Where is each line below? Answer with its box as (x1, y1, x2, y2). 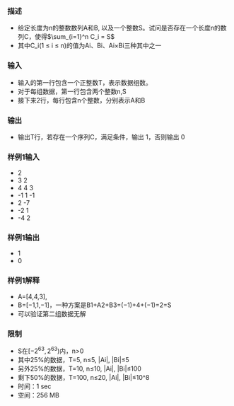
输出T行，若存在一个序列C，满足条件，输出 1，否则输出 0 (17, 132, 185, 141)
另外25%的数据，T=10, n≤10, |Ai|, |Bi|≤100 (17, 364, 141, 373)
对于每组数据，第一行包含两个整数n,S (17, 87, 127, 95)
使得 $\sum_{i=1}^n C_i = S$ (35, 33, 115, 41)
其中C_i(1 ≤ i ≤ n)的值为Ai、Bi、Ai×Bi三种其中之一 (17, 41, 162, 50)
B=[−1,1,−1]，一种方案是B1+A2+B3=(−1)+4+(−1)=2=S (17, 301, 172, 309)
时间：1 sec (17, 382, 52, 390)
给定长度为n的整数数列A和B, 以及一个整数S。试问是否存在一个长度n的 (17, 23, 221, 33)
